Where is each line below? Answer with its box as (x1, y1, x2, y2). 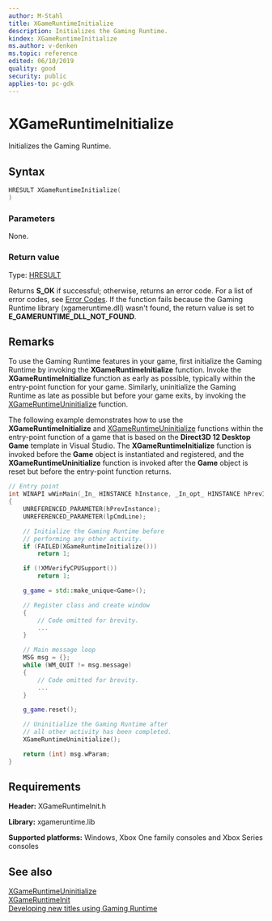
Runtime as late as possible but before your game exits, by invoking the (8, 390, 247, 401)
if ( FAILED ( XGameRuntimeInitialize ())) (23, 542, 158, 551)
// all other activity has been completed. (23, 728, 172, 736)
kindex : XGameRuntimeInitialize (8, 34, 117, 43)
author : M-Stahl (8, 11, 63, 20)
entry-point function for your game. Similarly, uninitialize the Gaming (8, 382, 236, 392)
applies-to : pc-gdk (8, 79, 74, 87)
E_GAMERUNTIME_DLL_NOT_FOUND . (8, 311, 137, 321)
